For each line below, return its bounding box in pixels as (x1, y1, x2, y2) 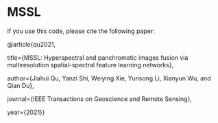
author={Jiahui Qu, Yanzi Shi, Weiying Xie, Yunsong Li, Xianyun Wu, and (7, 74, 211, 82)
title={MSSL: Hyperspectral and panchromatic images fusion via (7, 53, 189, 62)
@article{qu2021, (7, 40, 56, 48)
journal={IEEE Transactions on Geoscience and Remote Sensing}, (7, 94, 192, 103)
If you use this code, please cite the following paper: (7, 27, 156, 35)
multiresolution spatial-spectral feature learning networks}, (7, 60, 173, 69)
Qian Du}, (7, 81, 34, 89)
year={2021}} (7, 108, 45, 116)
